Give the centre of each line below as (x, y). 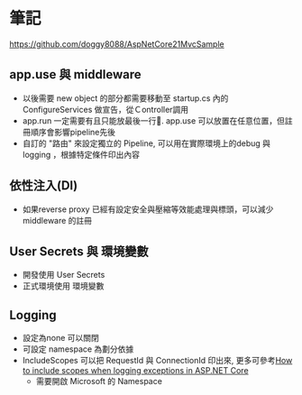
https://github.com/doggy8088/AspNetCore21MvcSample (117, 44)
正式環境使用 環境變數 (63, 286)
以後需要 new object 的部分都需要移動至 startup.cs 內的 (125, 98)
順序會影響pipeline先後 (73, 132)
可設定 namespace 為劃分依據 (78, 349)
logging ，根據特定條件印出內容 (81, 154)
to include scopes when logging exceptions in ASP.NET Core (136, 371)
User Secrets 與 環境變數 (79, 251)
